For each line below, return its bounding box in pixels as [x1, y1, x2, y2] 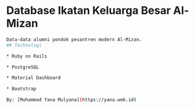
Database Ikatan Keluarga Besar [6, 4, 171, 18]
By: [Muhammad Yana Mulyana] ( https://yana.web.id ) [6, 97, 137, 103]
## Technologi [6, 42, 42, 48]
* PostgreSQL [6, 64, 39, 70]
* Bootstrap [6, 86, 36, 92]
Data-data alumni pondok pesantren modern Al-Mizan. [6, 36, 142, 42]
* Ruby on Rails [6, 53, 47, 59]
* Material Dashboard [6, 75, 61, 81]
